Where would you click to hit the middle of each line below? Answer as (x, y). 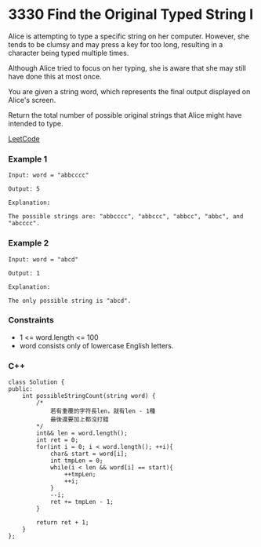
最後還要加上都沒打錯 (79, 420)
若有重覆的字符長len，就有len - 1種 (103, 411)
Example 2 (29, 243)
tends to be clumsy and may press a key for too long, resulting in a (116, 44)
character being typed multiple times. (69, 53)
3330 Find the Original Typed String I (131, 15)
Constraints (31, 320)
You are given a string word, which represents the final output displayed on (129, 91)
